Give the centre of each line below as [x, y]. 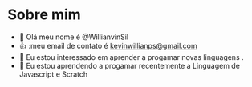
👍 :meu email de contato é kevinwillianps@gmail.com [108, 45]
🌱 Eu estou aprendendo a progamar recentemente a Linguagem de [129, 65]
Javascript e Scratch [53, 74]
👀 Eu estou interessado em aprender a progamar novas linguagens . [131, 57]
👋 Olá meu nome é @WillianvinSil [74, 37]
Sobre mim [44, 15]
